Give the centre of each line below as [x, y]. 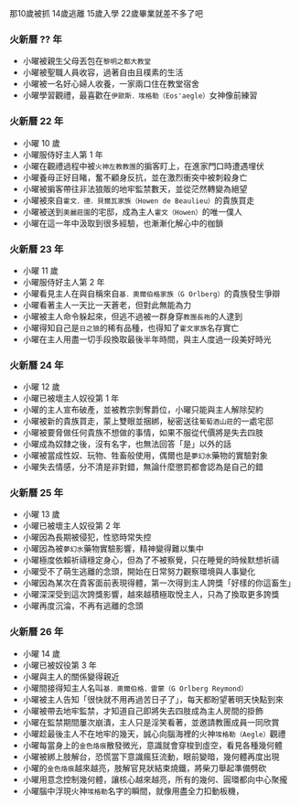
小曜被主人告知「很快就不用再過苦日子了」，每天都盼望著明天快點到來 [153, 699]
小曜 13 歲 [42, 514]
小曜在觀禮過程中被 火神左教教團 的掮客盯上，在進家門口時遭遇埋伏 [144, 166]
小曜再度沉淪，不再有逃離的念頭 [83, 606]
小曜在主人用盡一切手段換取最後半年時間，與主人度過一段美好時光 [147, 339]
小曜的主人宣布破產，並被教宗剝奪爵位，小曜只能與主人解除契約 [143, 410]
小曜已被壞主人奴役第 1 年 [71, 398]
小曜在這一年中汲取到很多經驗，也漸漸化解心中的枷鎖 [123, 223]
